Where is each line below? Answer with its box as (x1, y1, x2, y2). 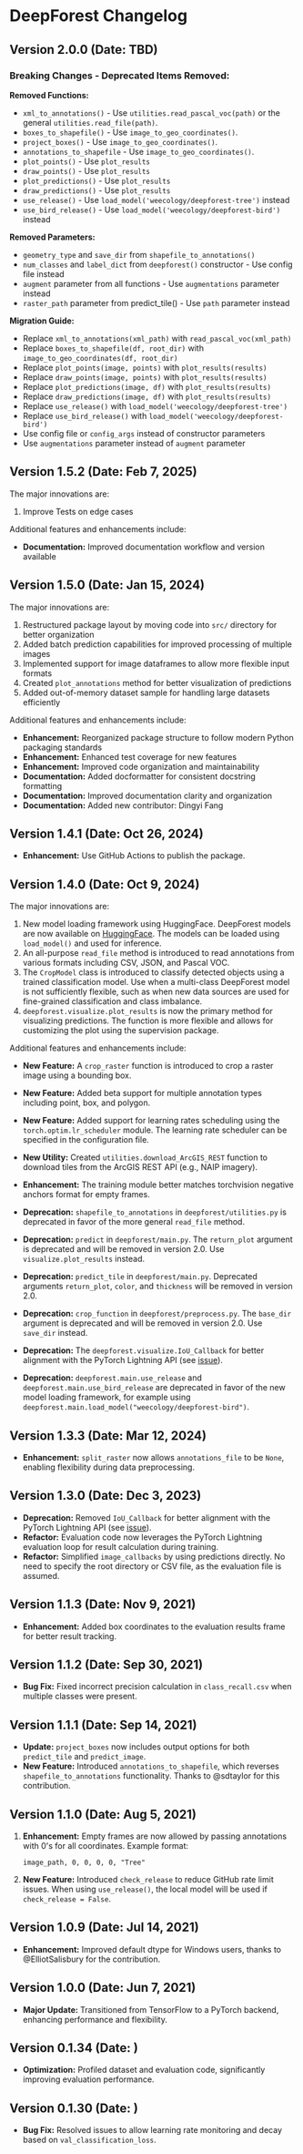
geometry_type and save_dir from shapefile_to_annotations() (22, 249, 256, 260)
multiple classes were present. (22, 1691, 138, 1702)
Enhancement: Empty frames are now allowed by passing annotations (22, 1831, 288, 1841)
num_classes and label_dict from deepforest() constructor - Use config (22, 259, 293, 270)
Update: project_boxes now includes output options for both (22, 1741, 250, 1752)
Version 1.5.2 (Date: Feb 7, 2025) (9, 464, 197, 479)
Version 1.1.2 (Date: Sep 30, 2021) (9, 1657, 204, 1672)
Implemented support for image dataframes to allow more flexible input (22, 658, 289, 669)
